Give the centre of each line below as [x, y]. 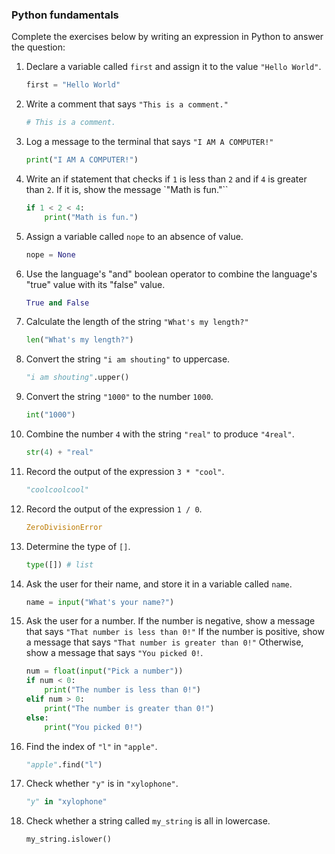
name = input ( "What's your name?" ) [100, 602]
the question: [38, 47]
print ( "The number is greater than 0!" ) [129, 708]
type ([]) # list [59, 564]
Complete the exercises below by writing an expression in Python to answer [167, 37]
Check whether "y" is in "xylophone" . [102, 784]
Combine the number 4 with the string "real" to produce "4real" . [160, 434]
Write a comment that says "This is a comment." [127, 104]
